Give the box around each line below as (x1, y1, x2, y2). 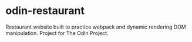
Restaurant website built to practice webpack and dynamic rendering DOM (5, 23, 186, 30)
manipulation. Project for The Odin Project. (5, 29, 109, 36)
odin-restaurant (5, 4, 85, 17)
